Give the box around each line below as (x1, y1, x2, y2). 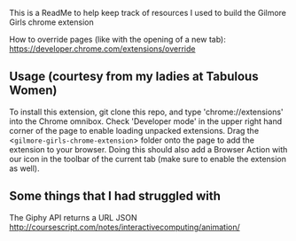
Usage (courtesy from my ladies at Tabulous (9, 69, 259, 84)
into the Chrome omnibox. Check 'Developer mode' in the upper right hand (9, 115, 283, 127)
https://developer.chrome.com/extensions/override (9, 43, 196, 54)
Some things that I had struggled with (9, 189, 222, 204)
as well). (9, 163, 40, 174)
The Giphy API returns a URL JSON (9, 212, 137, 222)
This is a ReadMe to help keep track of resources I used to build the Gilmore (9, 8, 286, 18)
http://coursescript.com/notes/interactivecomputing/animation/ (9, 222, 241, 232)
